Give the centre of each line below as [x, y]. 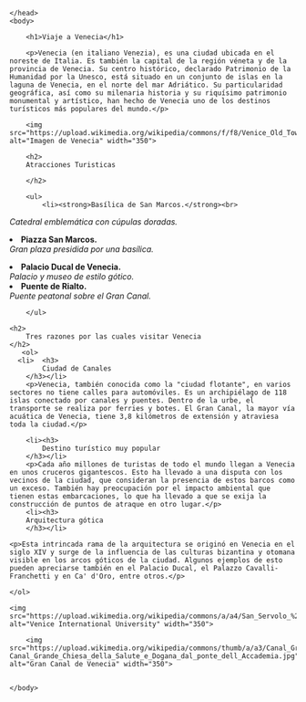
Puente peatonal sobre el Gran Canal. [81, 296]
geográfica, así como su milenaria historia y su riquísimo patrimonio [148, 93]
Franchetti [30, 576]
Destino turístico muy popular [102, 448]
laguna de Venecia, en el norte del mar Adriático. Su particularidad [146, 85]
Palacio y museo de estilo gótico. [72, 277]
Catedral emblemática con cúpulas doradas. [93, 222]
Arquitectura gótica [65, 520]
